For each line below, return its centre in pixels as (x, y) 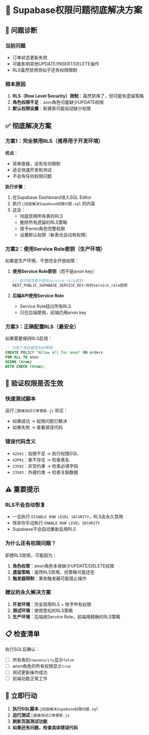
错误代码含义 (21, 441)
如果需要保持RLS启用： (29, 339)
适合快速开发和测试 (32, 170)
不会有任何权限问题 (32, 176)
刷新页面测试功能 (30, 721)
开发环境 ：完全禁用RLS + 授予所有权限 (52, 604)
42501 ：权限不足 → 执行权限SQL (45, 453)
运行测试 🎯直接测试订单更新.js (41, 715)
